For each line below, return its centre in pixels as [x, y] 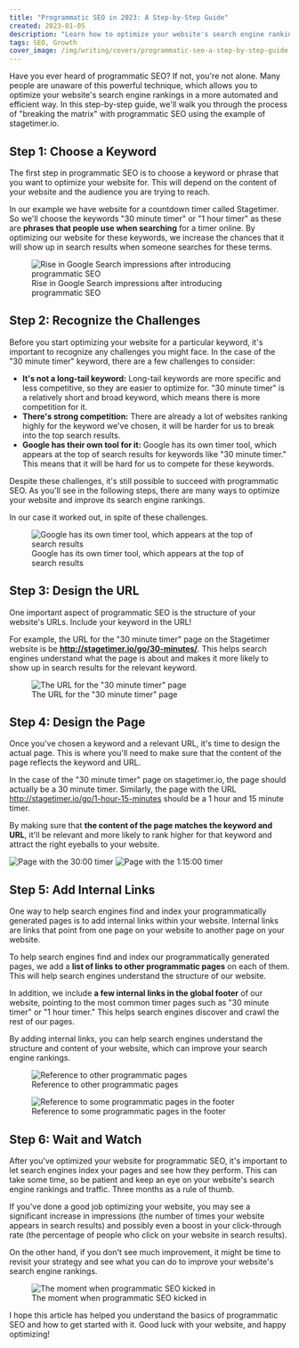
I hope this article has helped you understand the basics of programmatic [144, 1315]
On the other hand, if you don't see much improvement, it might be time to [145, 1252]
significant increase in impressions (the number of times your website [137, 1216]
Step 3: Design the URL [74, 591]
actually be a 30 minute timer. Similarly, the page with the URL [123, 789]
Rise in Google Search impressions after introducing [127, 283]
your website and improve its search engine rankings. [107, 499]
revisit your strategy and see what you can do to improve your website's [141, 1262]
